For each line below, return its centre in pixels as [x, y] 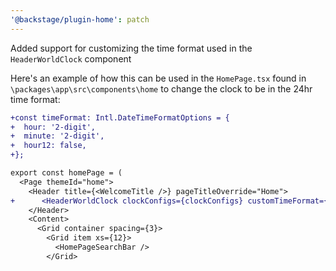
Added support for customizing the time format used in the [131, 48]
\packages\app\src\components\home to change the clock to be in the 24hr [161, 88]
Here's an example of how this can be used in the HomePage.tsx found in [158, 78]
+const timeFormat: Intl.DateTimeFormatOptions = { [120, 117]
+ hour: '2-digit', [53, 127]
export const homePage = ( [66, 173]
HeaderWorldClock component [71, 58]
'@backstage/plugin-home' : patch [80, 19]
